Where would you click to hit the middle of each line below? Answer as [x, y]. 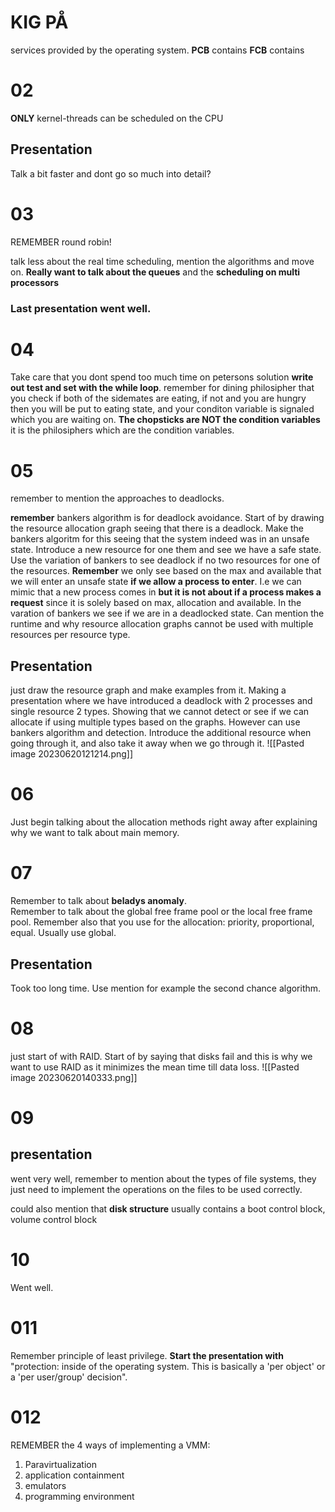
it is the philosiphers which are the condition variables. [122, 430]
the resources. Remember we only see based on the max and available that [166, 571]
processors [35, 282]
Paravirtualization [61, 1464]
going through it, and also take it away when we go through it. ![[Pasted [157, 743]
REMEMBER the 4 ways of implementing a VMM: [110, 1445]
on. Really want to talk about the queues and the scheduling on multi [155, 272]
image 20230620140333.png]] [74, 1077]
